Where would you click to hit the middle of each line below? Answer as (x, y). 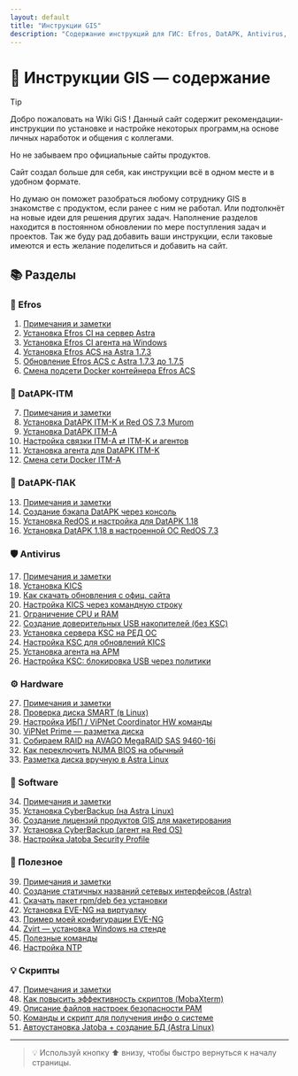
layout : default (40, 17)
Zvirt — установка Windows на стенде (94, 928)
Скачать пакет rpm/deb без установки (95, 900)
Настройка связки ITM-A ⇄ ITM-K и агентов (106, 441)
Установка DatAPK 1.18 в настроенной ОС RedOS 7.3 (121, 530)
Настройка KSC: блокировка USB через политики (117, 661)
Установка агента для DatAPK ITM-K (91, 450)
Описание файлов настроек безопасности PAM (112, 1009)
